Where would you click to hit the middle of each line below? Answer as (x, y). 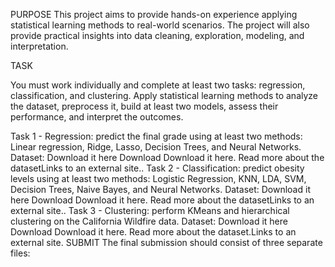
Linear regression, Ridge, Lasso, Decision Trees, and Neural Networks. (156, 147)
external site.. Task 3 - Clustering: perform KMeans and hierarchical (150, 210)
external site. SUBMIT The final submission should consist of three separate (166, 242)
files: (20, 253)
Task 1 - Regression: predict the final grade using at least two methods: (156, 136)
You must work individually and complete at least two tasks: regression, (158, 85)
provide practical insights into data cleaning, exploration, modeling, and (157, 35)
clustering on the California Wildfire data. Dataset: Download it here (149, 221)
